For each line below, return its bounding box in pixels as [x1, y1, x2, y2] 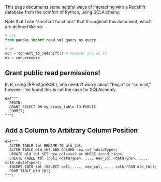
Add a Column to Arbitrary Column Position [5, 126, 138, 135]
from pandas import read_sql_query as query [5, 37, 96, 43]
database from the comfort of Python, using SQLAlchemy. [5, 9, 120, 15]
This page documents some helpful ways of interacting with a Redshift [5, 4, 146, 10]
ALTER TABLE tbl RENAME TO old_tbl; [9, 143, 83, 148]
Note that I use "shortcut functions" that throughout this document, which [5, 19, 152, 24]
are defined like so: [5, 24, 44, 30]
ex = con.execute [5, 55, 40, 60]
